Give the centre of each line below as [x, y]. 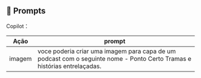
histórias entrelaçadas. [70, 66]
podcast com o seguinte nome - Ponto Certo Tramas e [115, 58]
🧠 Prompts [26, 11]
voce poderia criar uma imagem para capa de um [107, 51]
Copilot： [18, 26]
